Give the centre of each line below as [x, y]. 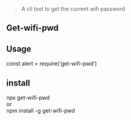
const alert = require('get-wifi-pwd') [52, 64]
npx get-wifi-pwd [28, 98]
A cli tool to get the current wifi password [73, 9]
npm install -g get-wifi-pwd [41, 111]
